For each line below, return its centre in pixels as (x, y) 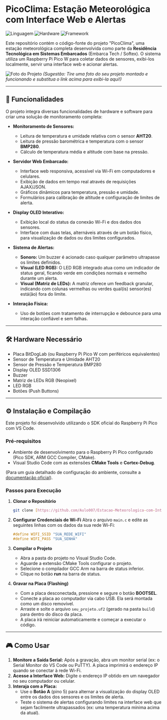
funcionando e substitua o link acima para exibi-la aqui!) (64, 79)
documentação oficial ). (29, 478)
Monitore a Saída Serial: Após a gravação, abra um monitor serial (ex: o (86, 660)
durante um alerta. (39, 278)
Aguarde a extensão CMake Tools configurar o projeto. (76, 563)
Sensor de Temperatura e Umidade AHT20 (56, 359)
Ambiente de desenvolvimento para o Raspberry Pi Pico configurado (83, 452)
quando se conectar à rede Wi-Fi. (47, 671)
